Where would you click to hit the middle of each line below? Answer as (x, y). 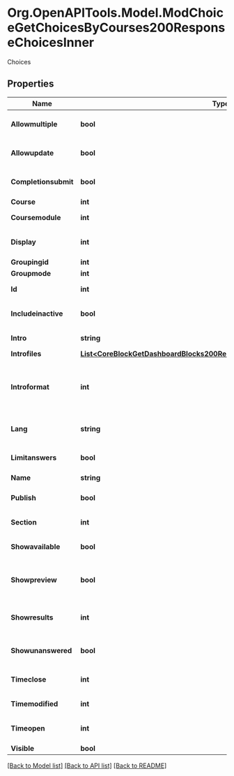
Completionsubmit (42, 182)
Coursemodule (36, 217)
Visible (23, 748)
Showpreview (34, 580)
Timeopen (28, 728)
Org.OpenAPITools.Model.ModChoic (116, 13)
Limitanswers (34, 457)
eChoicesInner (51, 43)
